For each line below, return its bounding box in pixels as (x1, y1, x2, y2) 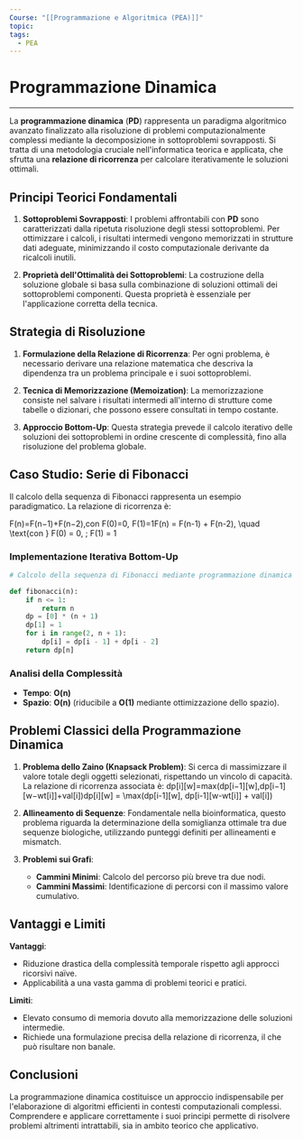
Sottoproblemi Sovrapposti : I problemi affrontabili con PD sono (22, 214, 260, 224)
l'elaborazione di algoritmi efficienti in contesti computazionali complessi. (9, 1100, 282, 1111)
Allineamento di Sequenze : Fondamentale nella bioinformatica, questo (22, 807, 287, 818)
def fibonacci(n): (9, 587, 78, 596)
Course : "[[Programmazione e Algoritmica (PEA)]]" (9, 13, 204, 23)
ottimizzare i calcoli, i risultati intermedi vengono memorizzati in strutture (22, 233, 294, 244)
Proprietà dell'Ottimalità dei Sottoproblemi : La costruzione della (22, 270, 264, 280)
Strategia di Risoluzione (9, 324, 146, 339)
